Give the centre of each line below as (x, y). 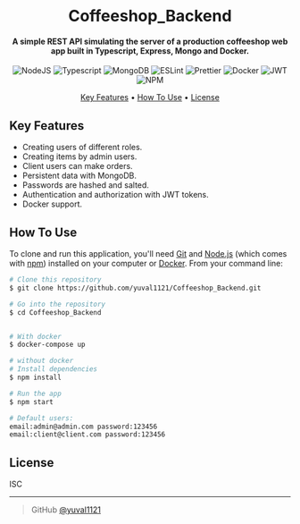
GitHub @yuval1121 (66, 510)
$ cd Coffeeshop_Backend (55, 312)
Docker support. (52, 204)
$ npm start (31, 401)
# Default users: (42, 418)
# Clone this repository (55, 280)
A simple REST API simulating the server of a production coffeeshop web (150, 41)
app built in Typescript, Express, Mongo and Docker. (150, 51)
